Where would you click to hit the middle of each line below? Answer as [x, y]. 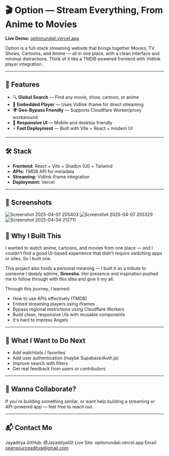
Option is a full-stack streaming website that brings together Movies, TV [80, 48]
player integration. [24, 64]
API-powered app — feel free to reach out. [49, 407]
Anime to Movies [41, 24]
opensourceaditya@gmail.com [37, 448]
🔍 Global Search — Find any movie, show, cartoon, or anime [76, 97]
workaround [25, 117]
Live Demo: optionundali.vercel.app [42, 38]
